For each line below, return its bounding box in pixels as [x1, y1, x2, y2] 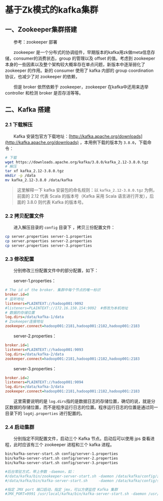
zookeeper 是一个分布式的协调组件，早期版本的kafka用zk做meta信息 [13, 50, 151, 55]
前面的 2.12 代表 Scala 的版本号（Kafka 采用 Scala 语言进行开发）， [16, 193, 150, 199]
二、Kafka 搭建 [5, 105, 50, 114]
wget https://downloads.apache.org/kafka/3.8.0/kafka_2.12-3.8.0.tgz [5, 160, 149, 165]
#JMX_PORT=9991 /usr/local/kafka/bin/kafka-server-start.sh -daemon [5, 491, 147, 497]
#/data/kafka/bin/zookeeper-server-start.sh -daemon [5, 474, 114, 479]
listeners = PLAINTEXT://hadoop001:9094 [5, 380, 83, 385]
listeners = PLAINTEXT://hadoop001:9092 [5, 301, 83, 306]
